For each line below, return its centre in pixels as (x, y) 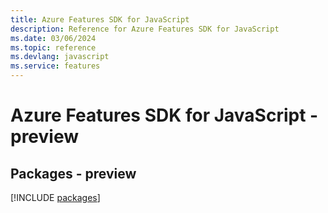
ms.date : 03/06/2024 (53, 38)
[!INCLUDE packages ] (55, 197)
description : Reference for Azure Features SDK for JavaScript (145, 29)
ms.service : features (55, 66)
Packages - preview (73, 173)
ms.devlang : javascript (60, 57)
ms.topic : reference (53, 47)
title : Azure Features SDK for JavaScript (100, 19)
